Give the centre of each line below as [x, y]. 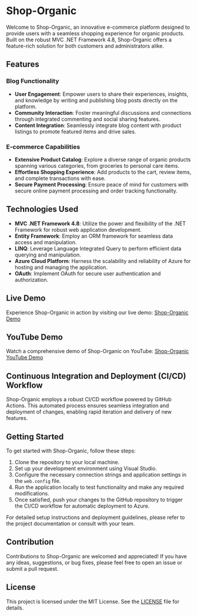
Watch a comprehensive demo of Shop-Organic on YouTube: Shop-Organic [98, 351]
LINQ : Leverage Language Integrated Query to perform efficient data [98, 248]
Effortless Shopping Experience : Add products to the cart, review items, [103, 172]
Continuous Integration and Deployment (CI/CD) [96, 376]
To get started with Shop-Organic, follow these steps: [71, 451]
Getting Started [35, 437]
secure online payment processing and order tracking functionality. [96, 191]
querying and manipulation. [48, 255]
